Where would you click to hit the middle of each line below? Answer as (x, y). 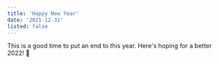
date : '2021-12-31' (35, 20)
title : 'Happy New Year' (43, 13)
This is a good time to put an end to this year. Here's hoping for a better (109, 46)
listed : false (28, 26)
